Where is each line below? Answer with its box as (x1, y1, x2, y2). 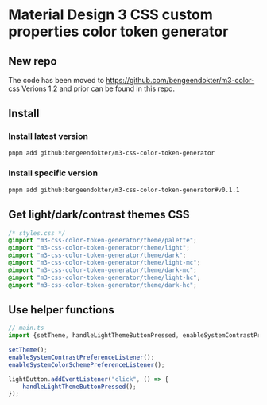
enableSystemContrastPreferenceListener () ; (8, 353, 155, 361)
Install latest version (8, 131, 89, 142)
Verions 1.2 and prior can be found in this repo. (21, 84, 175, 93)
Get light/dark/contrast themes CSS (8, 208, 190, 222)
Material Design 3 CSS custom (8, 6, 213, 24)
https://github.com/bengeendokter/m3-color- (106, 76, 255, 85)
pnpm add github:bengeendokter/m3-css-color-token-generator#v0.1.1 (8, 186, 240, 194)
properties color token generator (8, 22, 229, 41)
